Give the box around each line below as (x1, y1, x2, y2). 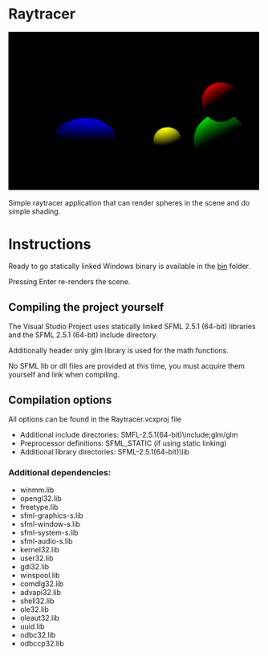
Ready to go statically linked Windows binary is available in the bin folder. (8, 262, 251, 271)
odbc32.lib (19, 630, 56, 640)
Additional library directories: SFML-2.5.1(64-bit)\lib (19, 446, 190, 456)
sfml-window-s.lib (19, 520, 80, 529)
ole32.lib (19, 605, 50, 614)
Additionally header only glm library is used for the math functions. (8, 346, 229, 356)
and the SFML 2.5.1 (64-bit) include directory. (8, 330, 158, 340)
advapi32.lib (19, 588, 62, 597)
